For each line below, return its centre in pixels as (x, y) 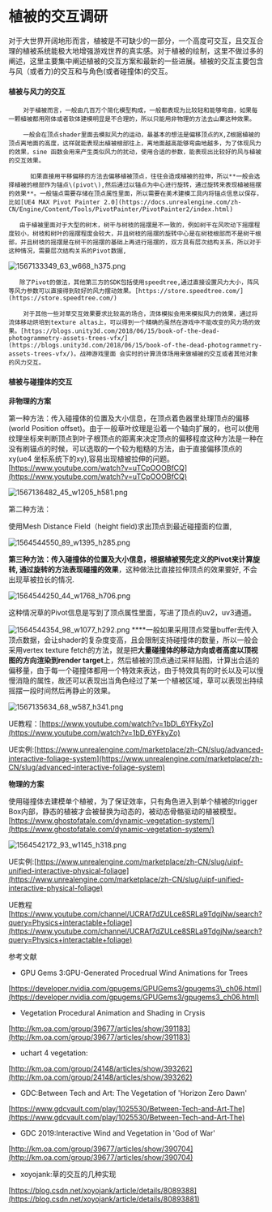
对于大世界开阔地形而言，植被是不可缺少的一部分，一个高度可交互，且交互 (132, 41)
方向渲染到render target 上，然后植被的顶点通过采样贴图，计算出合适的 (141, 660)
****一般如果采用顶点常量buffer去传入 (195, 630)
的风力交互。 (27, 363)
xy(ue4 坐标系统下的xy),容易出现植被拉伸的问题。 (91, 459)
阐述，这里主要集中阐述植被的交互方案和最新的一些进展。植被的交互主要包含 (136, 61)
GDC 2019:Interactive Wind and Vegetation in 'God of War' (118, 1133)
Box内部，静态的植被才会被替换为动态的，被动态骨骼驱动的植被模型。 (125, 812)
